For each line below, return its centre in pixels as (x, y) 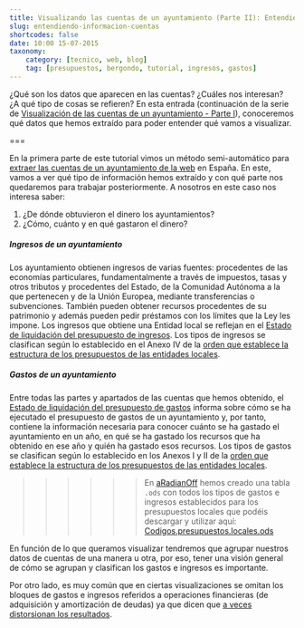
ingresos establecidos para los (202, 502)
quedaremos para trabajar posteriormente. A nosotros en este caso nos (143, 187)
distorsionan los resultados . (61, 614)
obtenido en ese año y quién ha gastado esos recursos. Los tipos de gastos (151, 446)
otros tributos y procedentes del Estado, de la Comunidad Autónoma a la (145, 286)
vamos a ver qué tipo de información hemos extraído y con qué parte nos (146, 177)
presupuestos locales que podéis (206, 511)
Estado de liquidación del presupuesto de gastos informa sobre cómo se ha (150, 407)
